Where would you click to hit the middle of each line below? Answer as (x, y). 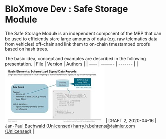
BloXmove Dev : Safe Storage (67, 9)
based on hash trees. (27, 49)
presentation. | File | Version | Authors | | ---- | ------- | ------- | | (72, 64)
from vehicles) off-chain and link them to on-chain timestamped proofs (78, 44)
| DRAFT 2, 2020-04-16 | (131, 120)
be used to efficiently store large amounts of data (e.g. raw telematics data (81, 39)
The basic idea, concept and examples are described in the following (76, 58)
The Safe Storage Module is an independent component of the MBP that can (83, 33)
